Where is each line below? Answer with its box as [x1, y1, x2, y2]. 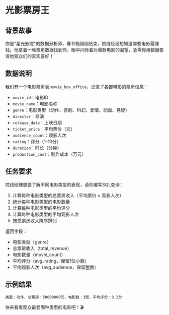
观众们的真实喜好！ [14, 53, 54, 59]
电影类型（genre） [12, 239, 52, 245]
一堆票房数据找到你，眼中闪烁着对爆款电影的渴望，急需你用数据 [27, 47, 159, 53]
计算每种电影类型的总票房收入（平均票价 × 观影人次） [12, 192, 124, 198]
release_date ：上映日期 [12, 119, 62, 125]
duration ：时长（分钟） [12, 145, 62, 151]
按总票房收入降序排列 [12, 217, 57, 223]
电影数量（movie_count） [12, 251, 66, 258]
